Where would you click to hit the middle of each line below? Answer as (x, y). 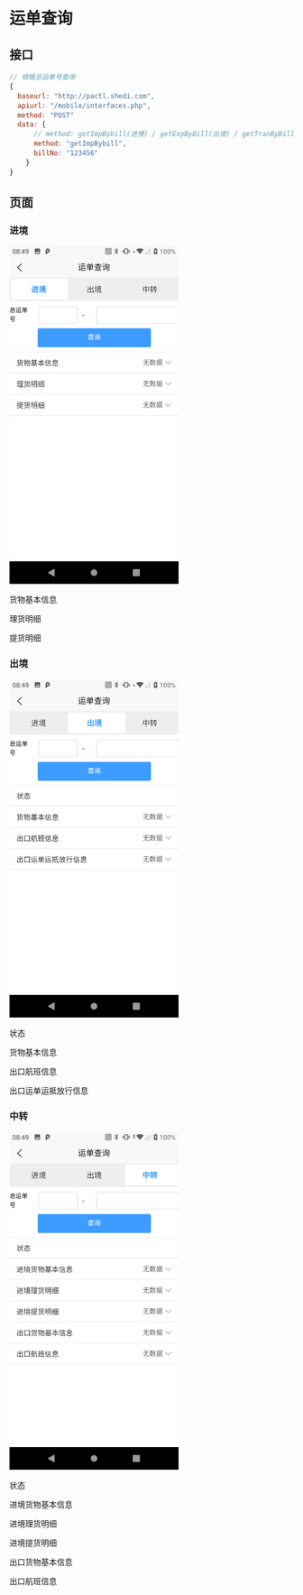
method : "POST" (46, 115)
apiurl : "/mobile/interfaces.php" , (84, 106)
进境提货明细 (33, 1543)
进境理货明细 (33, 1523)
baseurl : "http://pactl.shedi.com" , (86, 96)
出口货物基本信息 (41, 1562)
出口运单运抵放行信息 (49, 1090)
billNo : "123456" (66, 153)
